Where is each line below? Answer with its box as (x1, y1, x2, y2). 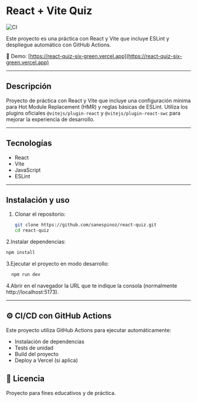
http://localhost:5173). (6, 288, 59, 295)
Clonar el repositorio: (14, 210, 66, 218)
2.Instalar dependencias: (6, 238, 66, 245)
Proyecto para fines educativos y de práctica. (6, 389, 116, 396)
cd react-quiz (14, 227, 49, 233)
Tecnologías (6, 138, 52, 148)
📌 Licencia (6, 374, 45, 384)
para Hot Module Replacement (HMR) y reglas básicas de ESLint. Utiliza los (6, 103, 188, 110)
